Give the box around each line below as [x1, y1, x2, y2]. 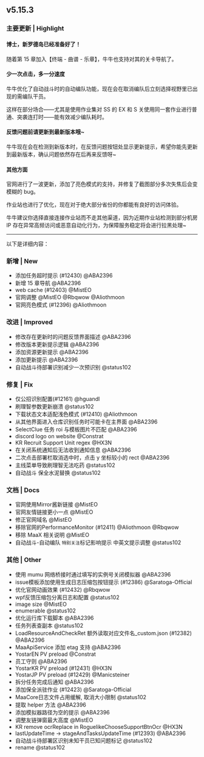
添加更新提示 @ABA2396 [15, 356, 78, 363]
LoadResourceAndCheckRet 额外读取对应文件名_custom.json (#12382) [15, 629, 192, 636]
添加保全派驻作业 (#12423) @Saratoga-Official [15, 686, 132, 693]
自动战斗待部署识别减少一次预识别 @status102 [15, 363, 132, 371]
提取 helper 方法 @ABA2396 [15, 701, 86, 708]
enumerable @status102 [15, 606, 76, 614]
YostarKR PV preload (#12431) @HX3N [15, 664, 112, 672]
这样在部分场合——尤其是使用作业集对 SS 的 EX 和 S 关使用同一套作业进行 [6, 105, 192, 113]
